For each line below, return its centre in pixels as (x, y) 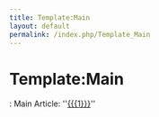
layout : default (40, 26)
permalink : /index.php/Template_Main (80, 34)
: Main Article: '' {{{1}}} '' (53, 103)
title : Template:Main (50, 18)
